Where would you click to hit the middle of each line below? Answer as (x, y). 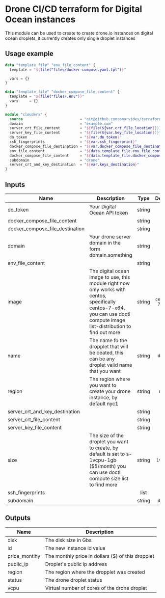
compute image (107, 320)
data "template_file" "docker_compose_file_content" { (62, 92)
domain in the (105, 243)
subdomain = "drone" (55, 160)
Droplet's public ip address (76, 564)
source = (46, 119)
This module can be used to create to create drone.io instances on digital (79, 33)
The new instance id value (75, 548)
